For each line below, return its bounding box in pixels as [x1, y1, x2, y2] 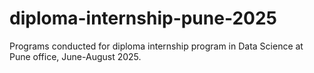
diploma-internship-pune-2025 [9, 7, 277, 30]
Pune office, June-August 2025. [9, 50, 142, 62]
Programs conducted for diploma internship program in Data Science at [9, 40, 304, 52]
